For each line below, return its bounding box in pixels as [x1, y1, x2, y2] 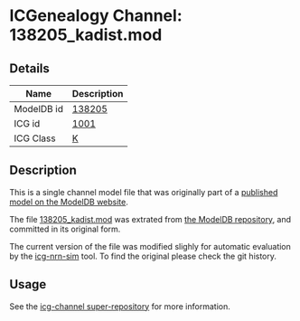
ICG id [14, 118, 41, 129]
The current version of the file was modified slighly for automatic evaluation [9, 241, 292, 251]
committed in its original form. [9, 223, 121, 234]
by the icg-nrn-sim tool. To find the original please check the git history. [9, 250, 277, 261]
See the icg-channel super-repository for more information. [9, 300, 230, 312]
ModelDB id [14, 103, 64, 115]
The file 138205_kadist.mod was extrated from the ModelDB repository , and [9, 213, 292, 224]
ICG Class [14, 132, 56, 145]
